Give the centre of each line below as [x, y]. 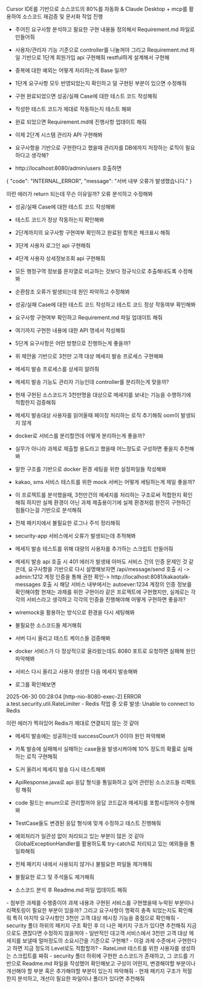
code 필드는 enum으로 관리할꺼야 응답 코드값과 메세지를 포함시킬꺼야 [97, 803]
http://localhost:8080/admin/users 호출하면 [68, 168]
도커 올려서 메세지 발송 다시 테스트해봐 [60, 769]
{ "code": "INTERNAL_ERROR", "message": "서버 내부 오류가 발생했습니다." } [99, 181]
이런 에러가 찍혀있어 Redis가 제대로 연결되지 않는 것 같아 [73, 723]
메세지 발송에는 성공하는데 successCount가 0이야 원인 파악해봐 [90, 736]
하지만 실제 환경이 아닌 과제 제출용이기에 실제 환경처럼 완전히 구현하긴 [109, 502]
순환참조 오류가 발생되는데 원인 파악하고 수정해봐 [72, 292]
